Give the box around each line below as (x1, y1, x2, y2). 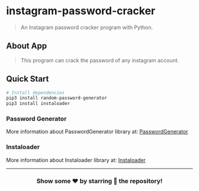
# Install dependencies (6, 90, 65, 95)
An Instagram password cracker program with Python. (20, 24, 153, 31)
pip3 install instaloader (6, 101, 70, 107)
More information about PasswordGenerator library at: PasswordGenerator (6, 128, 188, 135)
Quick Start (6, 74, 49, 84)
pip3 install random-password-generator (6, 95, 108, 101)
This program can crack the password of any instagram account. (20, 56, 179, 63)
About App (6, 41, 47, 51)
